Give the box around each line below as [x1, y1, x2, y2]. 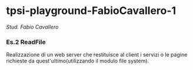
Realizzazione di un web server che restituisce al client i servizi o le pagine [6, 51, 188, 58]
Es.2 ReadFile [6, 38, 46, 46]
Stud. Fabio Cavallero [6, 23, 59, 30]
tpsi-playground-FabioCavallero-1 [6, 4, 177, 17]
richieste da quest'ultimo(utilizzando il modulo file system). [6, 57, 149, 65]
